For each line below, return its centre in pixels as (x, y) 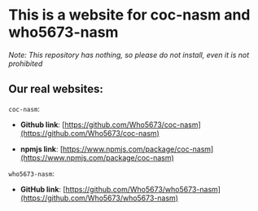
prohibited (26, 64)
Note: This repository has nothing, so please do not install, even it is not (129, 55)
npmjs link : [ (42, 149)
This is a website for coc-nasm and (129, 15)
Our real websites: (56, 89)
